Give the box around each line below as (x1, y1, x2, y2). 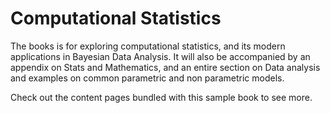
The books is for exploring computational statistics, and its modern (10, 40, 286, 52)
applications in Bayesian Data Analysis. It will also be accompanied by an (10, 50, 311, 62)
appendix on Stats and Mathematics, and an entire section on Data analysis (10, 61, 321, 73)
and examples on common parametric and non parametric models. (10, 72, 285, 84)
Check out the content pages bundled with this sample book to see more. (10, 91, 313, 103)
